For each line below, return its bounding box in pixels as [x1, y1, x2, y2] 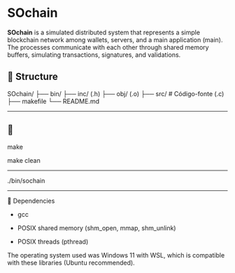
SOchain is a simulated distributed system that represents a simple [7, 28, 201, 36]
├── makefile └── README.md [7, 97, 100, 105]
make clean [7, 156, 41, 164]
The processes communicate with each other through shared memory [7, 43, 209, 51]
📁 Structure [7, 71, 58, 83]
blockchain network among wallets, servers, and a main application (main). [7, 35, 223, 44]
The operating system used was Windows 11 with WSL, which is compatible [7, 251, 225, 259]
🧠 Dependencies [7, 197, 55, 205]
